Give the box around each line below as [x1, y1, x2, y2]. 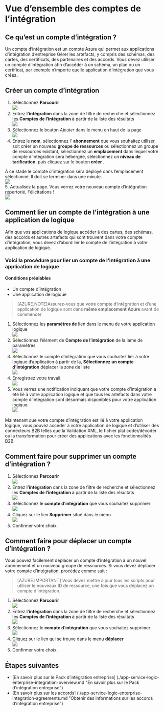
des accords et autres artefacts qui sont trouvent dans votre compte [5, 234, 143, 240]
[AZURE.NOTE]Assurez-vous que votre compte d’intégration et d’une [17, 301, 157, 307]
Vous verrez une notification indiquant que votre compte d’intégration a [12, 386, 157, 392]
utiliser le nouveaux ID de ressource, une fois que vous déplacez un [17, 583, 154, 588]
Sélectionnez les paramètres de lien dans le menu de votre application [12, 321, 155, 327]
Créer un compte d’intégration [5, 87, 99, 95]
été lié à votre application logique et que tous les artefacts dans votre [12, 391, 152, 397]
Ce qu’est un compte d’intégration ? [5, 33, 117, 41]
